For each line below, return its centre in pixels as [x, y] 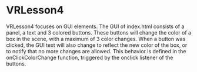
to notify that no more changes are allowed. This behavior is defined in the [96, 51]
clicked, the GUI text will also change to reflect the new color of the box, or [97, 45]
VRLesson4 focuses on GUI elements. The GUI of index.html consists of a [95, 26]
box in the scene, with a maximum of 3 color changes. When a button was [96, 39]
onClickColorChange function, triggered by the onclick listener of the [90, 57]
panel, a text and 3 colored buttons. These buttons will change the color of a [99, 32]
